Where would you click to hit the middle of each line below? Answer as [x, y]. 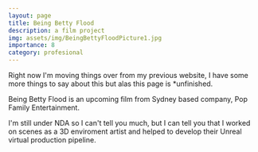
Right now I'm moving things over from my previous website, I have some [128, 75]
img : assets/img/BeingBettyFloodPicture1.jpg [85, 38]
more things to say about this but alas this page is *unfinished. [111, 84]
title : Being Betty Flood [51, 23]
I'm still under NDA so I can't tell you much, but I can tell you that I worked [129, 123]
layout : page [30, 16]
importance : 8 [32, 45]
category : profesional [46, 53]
